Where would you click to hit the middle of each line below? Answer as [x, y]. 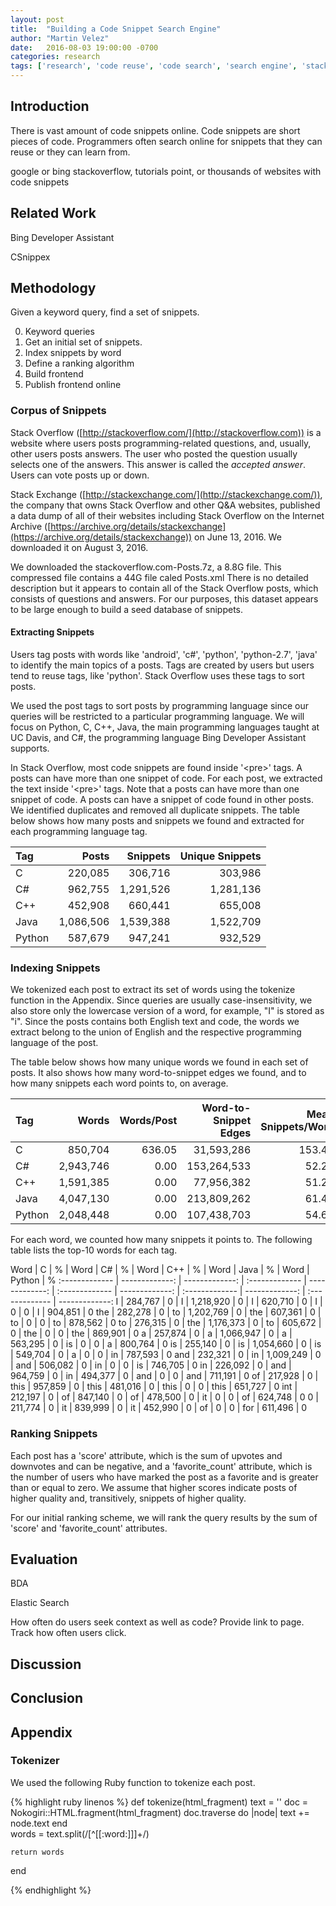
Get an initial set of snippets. [83, 342]
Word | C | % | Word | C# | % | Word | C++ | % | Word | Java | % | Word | [160, 1270]
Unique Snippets [220, 856]
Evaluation [44, 1559]
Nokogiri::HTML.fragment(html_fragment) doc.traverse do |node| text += [160, 1812]
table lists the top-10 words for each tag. [94, 1250]
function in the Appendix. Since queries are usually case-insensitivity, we [161, 1000]
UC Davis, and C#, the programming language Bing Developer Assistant [158, 737]
